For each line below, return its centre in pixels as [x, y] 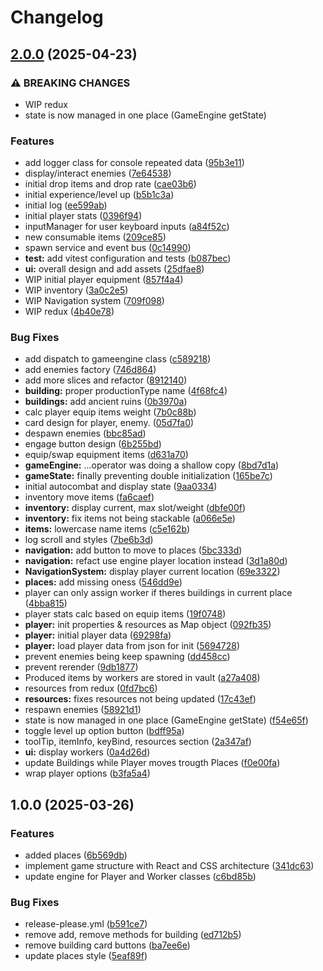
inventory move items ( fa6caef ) [89, 497]
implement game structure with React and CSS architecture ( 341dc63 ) [169, 866]
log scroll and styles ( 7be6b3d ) [89, 540]
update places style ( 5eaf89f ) [86, 956]
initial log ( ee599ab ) [66, 205]
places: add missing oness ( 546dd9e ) [103, 582]
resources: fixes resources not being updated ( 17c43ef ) [140, 699]
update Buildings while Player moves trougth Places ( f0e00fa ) [152, 763]
